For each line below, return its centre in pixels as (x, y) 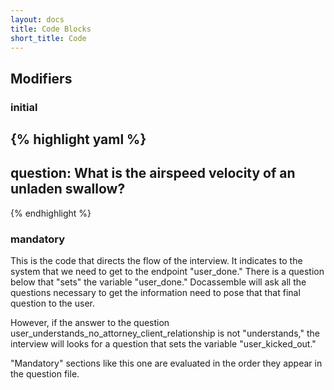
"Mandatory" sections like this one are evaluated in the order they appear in (166, 363)
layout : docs (37, 19)
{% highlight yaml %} (78, 139)
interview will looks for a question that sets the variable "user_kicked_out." (163, 344)
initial (24, 107)
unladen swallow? (68, 189)
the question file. (45, 374)
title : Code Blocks (51, 29)
